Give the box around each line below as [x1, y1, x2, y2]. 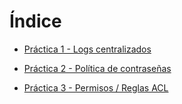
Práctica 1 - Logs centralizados [23, 43, 152, 55]
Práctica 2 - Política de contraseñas [23, 62, 172, 74]
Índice [9, 10, 62, 33]
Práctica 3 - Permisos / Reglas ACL [23, 81, 169, 94]
